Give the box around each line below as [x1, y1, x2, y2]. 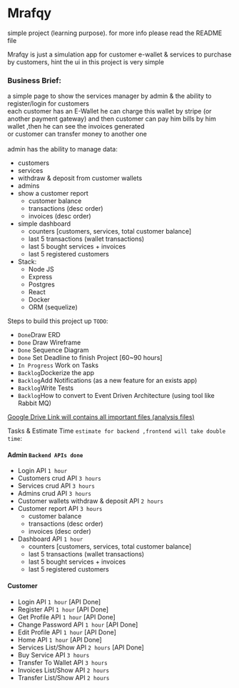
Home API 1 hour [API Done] [17, 635, 102, 644]
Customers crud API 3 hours [17, 474, 102, 483]
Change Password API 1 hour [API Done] [17, 620, 138, 629]
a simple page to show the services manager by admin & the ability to [7, 91, 212, 101]
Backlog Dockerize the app [17, 369, 95, 377]
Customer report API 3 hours [17, 504, 103, 513]
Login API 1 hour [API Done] [17, 597, 101, 606]
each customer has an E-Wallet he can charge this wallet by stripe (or [7, 107, 212, 116]
